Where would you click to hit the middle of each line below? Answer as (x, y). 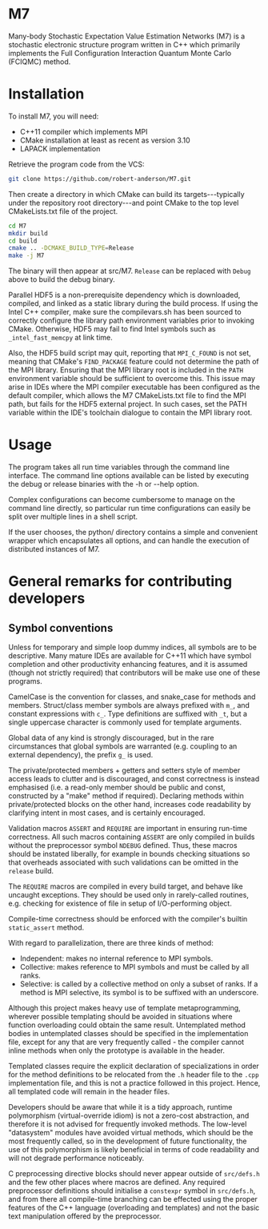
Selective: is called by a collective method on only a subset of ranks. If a (139, 984)
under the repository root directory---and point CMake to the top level (124, 203)
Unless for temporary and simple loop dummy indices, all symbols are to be (133, 647)
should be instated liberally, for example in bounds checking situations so (129, 854)
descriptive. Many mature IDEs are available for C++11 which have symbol (130, 656)
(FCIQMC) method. (40, 62)
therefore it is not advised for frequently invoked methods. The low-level (128, 1124)
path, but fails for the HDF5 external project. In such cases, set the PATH (128, 404)
